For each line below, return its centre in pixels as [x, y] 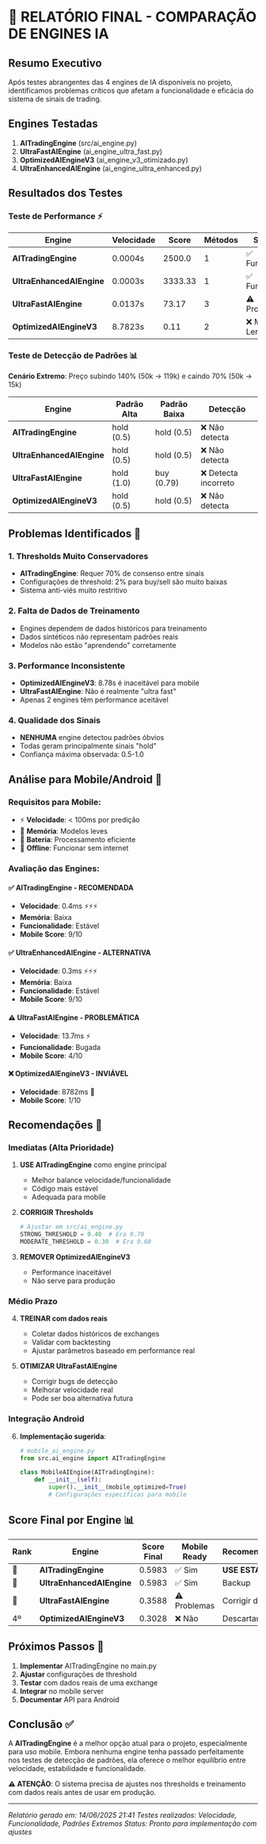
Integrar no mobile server [62, 1691]
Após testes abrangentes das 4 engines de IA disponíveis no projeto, [121, 82]
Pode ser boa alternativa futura [82, 1398]
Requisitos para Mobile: [55, 802]
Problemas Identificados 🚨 [74, 534]
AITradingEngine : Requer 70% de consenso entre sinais [112, 573]
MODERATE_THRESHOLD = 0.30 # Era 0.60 [85, 1242]
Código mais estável [65, 1189]
